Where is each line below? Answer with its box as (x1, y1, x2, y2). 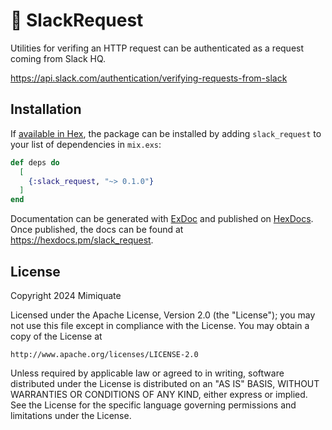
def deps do (10, 157, 60, 168)
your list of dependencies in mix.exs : (10, 138, 162, 150)
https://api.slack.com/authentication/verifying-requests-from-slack (10, 72, 288, 84)
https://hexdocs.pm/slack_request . (10, 234, 154, 246)
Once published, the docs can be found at (10, 224, 184, 236)
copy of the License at (10, 330, 103, 342)
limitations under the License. (10, 409, 132, 421)
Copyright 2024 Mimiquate (10, 289, 122, 301)
